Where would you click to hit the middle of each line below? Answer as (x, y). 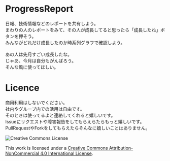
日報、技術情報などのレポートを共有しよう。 (52, 23)
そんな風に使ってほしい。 (32, 67)
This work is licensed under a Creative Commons (57, 148)
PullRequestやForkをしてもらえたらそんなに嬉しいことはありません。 (78, 128)
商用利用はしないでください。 (36, 103)
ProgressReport (39, 9)
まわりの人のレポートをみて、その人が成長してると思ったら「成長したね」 (83, 30)
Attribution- (121, 148)
